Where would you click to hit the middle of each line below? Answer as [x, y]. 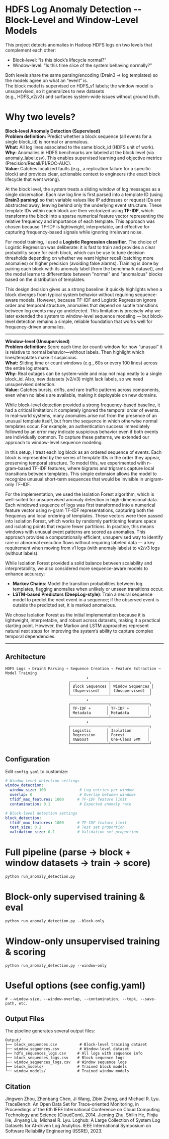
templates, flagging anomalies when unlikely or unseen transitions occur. [88, 589]
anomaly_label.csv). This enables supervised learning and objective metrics [83, 158]
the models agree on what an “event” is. [47, 80]
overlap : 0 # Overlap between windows [73, 795]
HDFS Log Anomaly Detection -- [73, 9]
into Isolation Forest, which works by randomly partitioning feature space [81, 521]
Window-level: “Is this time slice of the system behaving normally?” [82, 65]
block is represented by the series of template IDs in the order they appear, [83, 457]
